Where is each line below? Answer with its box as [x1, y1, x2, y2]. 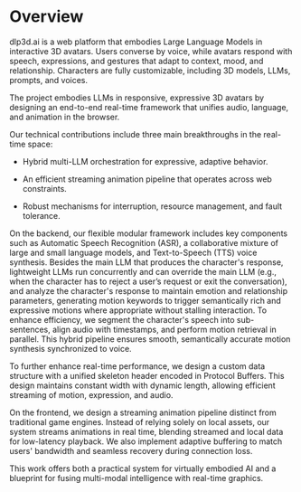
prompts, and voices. [9, 74, 89, 85]
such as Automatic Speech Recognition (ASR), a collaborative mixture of [9, 237, 278, 248]
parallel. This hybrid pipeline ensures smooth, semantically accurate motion [9, 333, 291, 345]
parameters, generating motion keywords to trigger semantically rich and [9, 295, 282, 306]
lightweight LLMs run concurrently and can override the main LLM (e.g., [9, 266, 277, 277]
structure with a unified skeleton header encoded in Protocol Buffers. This [9, 370, 285, 381]
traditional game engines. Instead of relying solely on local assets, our [9, 416, 270, 427]
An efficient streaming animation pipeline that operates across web [22, 174, 273, 184]
